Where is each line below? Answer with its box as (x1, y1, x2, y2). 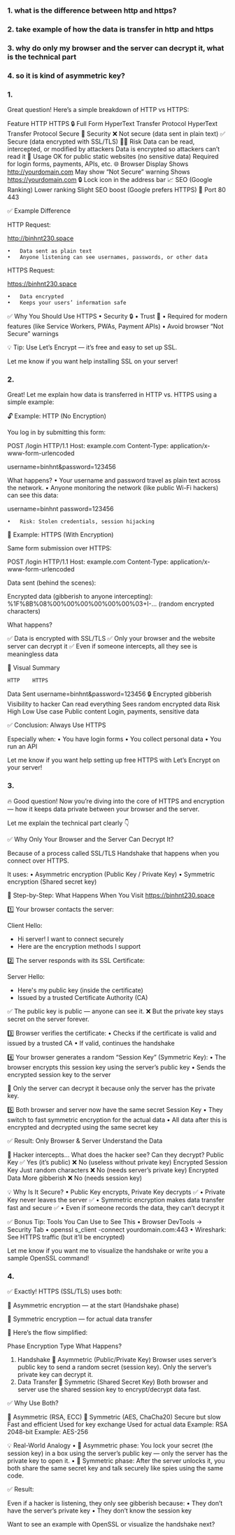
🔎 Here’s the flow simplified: (7, 1328, 88, 1336)
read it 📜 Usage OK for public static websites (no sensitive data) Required (7, 152, 219, 160)
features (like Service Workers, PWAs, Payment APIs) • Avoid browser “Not (7, 321, 224, 331)
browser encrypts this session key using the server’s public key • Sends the (7, 1063, 226, 1071)
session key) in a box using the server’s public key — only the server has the (7, 1449, 228, 1457)
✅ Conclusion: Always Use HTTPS (7, 721, 106, 730)
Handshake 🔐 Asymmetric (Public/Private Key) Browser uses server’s (17, 1355, 217, 1363)
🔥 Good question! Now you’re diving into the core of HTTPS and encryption (7, 797, 225, 805)
